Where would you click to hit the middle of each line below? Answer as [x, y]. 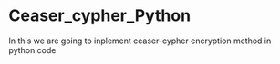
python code [32, 50]
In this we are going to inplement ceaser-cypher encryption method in [140, 41]
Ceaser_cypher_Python [100, 16]
